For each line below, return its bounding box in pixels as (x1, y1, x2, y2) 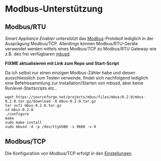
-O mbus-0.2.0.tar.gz (52, 99, 96, 104)
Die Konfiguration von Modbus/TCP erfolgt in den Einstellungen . (5, 150, 133, 156)
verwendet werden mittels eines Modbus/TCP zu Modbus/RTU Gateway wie (5, 46, 157, 51)
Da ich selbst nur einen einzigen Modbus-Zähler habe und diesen (5, 70, 135, 76)
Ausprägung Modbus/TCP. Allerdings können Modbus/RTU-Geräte (5, 41, 138, 47)
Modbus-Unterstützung (5, 3, 103, 15)
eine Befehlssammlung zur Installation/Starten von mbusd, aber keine (5, 80, 144, 86)
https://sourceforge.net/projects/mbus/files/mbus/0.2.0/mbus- (15, 95, 146, 99)
